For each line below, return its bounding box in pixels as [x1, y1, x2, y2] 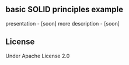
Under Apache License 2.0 [5, 52, 70, 59]
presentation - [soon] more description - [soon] [5, 20, 120, 27]
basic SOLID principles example [5, 5, 124, 15]
